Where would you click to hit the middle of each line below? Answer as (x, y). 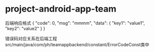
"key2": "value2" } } (25, 28)
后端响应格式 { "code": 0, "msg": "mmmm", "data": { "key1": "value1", (75, 23)
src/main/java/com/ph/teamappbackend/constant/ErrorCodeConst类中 (77, 44)
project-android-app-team (61, 9)
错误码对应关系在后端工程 (31, 38)
